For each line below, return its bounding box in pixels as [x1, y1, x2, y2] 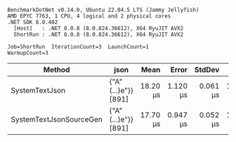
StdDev [194, 65, 220, 75]
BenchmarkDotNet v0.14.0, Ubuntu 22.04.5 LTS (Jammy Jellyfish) [7, 6, 199, 13]
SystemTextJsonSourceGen [11, 115, 103, 124]
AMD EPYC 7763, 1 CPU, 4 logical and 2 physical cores [7, 13, 171, 20]
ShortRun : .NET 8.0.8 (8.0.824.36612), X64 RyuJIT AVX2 [13, 31, 184, 38]
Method [43, 65, 70, 75]
